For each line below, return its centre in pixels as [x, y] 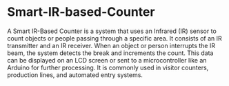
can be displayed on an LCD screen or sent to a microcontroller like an [107, 60]
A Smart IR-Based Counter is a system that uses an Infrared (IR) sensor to [112, 31]
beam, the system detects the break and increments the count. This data [110, 53]
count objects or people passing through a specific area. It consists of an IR [114, 38]
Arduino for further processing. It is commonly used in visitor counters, [108, 67]
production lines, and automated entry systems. [75, 75]
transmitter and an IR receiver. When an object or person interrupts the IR [111, 45]
